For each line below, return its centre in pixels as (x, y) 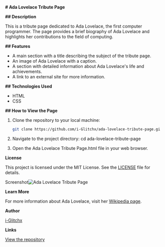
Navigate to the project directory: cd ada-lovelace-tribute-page (77, 139)
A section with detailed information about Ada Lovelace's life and (78, 66)
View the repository (25, 239)
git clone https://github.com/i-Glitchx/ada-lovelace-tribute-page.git (87, 129)
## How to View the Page (31, 111)
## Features (18, 46)
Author (13, 211)
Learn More (17, 191)
